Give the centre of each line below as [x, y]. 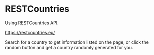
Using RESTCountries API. [32, 23]
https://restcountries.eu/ [30, 32]
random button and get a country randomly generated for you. [69, 47]
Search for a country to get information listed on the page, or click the [77, 42]
